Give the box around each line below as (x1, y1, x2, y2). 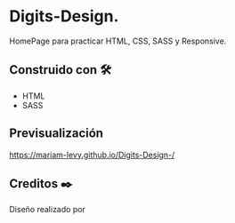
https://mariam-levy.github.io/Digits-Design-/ (9, 149, 175, 160)
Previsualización (9, 126, 104, 141)
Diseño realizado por (9, 204, 86, 215)
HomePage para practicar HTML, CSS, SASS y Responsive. (9, 36, 227, 46)
